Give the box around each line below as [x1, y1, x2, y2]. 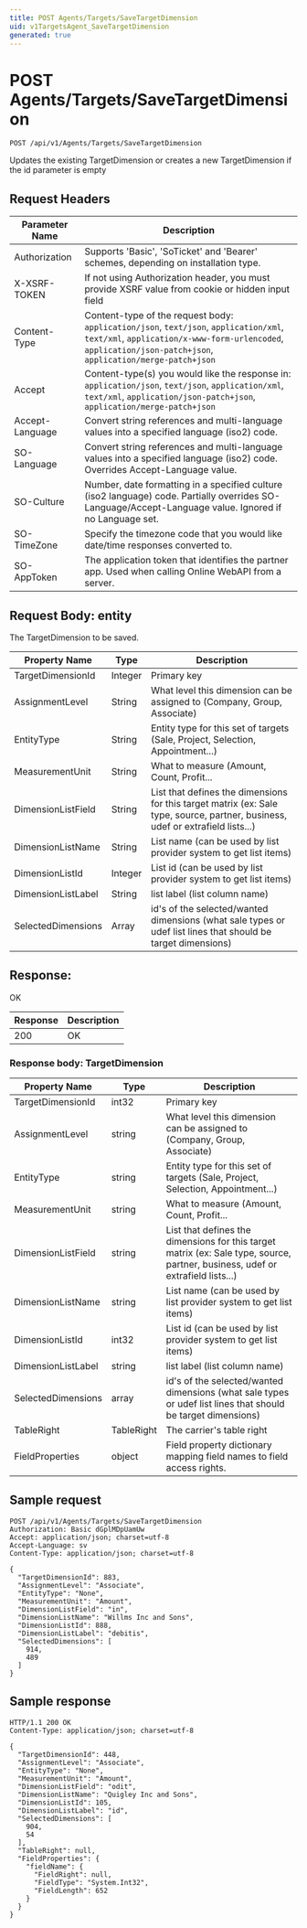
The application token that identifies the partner [84, 554, 290, 567]
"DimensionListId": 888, [17, 1621, 112, 1630]
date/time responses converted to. [84, 539, 233, 552]
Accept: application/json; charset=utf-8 [9, 1533, 170, 1542]
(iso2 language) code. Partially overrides [84, 490, 259, 503]
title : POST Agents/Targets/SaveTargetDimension [9, 13, 198, 23]
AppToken [14, 571, 58, 584]
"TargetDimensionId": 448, [17, 1750, 121, 1759]
